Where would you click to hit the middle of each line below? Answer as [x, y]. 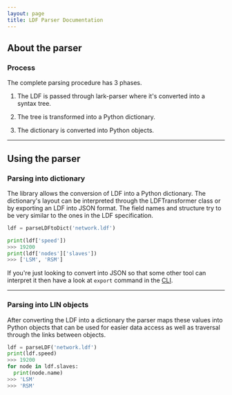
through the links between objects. [57, 334]
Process [21, 68]
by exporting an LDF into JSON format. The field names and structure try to [114, 208]
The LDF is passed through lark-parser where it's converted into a [111, 96]
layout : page [26, 13]
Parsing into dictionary [46, 178]
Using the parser [44, 159]
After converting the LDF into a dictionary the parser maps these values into [115, 320]
